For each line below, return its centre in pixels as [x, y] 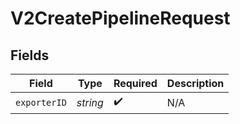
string [90, 102]
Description [195, 83]
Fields [30, 55]
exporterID [41, 102]
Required [135, 83]
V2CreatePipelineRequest [120, 18]
